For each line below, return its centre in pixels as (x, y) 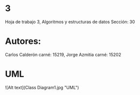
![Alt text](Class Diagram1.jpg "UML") (42, 87)
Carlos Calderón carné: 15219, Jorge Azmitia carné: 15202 (63, 54)
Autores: (23, 41)
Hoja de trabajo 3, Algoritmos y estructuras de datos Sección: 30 (70, 22)
